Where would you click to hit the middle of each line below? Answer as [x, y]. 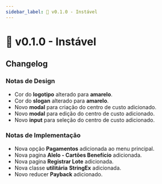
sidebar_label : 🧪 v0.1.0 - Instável [51, 12]
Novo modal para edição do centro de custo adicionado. [84, 113]
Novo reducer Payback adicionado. [58, 174]
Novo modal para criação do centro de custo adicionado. [86, 107]
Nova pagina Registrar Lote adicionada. [64, 161]
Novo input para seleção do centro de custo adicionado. [84, 120]
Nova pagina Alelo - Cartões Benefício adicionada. [78, 155]
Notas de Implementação [43, 135]
